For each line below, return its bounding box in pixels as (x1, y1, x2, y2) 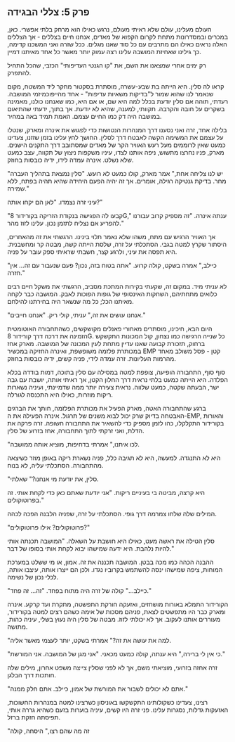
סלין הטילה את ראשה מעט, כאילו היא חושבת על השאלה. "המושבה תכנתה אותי (7, 537, 215, 545)
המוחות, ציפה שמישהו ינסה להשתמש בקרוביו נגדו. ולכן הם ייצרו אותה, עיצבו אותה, (7, 565, 223, 573)
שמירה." (7, 184, 29, 193)
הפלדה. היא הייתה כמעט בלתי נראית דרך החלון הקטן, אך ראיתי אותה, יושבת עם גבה (7, 375, 228, 383)
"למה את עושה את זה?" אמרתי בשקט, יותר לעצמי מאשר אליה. (7, 636, 172, 644)
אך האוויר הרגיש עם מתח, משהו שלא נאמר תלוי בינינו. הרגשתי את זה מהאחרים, (7, 232, 216, 241)
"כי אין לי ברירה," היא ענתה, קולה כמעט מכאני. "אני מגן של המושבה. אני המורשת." (7, 649, 226, 658)
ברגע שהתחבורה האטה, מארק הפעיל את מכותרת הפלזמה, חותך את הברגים (7, 404, 207, 412)
